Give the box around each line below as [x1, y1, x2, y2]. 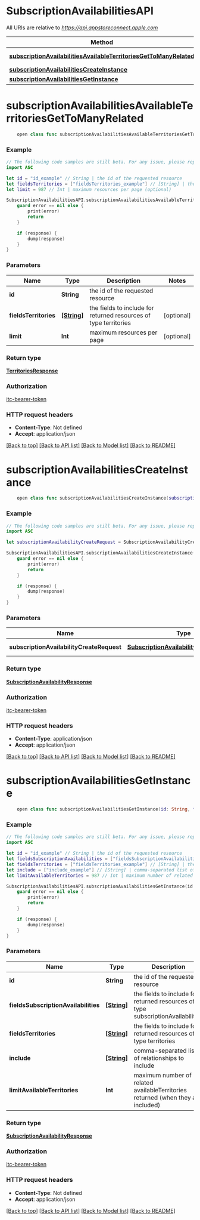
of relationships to [133, 1053, 185, 1062]
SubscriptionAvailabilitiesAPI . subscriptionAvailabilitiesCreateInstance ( [6, 550, 196, 556]
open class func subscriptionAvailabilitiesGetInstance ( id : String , [17, 806, 190, 812]
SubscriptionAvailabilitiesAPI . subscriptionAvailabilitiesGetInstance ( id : [6, 883, 196, 889]
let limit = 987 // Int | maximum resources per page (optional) [6, 186, 171, 192]
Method [90, 38, 114, 46]
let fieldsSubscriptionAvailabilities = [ [6, 856, 113, 862]
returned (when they [133, 1093, 192, 1102]
